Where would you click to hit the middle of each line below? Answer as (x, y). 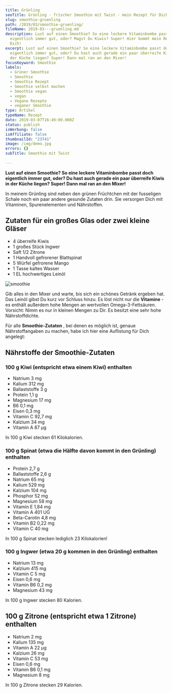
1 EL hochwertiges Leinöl (39, 274)
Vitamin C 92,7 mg (32, 417)
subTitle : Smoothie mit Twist (38, 154)
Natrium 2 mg (27, 636)
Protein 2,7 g (26, 469)
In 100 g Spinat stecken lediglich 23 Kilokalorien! (56, 538)
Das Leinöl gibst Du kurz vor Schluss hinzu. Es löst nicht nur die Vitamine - (84, 299)
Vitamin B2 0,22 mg (34, 523)
